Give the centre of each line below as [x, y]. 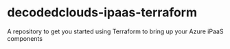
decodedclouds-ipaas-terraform [102, 13]
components [25, 38]
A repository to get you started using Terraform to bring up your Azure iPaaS [115, 31]
